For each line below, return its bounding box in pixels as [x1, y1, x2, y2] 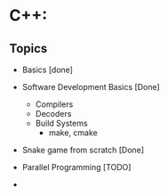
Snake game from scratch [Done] [21, 144, 145, 155]
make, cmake [48, 127, 98, 138]
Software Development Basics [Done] [21, 82, 160, 92]
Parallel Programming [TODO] [21, 162, 132, 172]
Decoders [35, 109, 72, 118]
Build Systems [35, 118, 88, 128]
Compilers [35, 99, 74, 110]
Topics [9, 41, 48, 56]
